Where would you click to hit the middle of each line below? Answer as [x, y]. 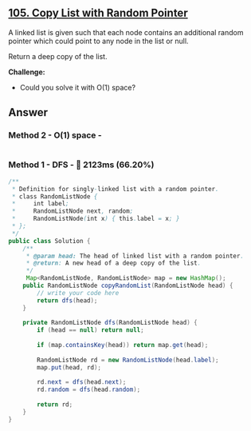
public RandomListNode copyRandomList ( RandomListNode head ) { [128, 286]
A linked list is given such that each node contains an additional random [126, 32]
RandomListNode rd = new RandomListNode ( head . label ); [128, 360]
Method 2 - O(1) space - [55, 135]
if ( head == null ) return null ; [91, 330]
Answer [28, 112]
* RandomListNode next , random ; [73, 211]
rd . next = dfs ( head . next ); [82, 382]
